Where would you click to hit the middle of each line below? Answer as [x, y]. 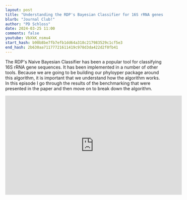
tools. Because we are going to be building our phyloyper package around [82, 72]
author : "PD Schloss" [28, 24]
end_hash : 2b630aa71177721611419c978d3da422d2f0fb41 [62, 47]
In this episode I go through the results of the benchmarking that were [78, 83]
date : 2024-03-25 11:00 [30, 29]
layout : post [19, 10]
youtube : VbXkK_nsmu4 [28, 38]
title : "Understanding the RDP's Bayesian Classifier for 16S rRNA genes [84, 15]
